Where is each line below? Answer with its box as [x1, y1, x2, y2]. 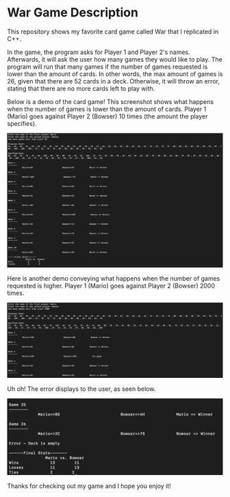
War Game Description [7, 5, 139, 21]
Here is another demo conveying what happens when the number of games [7, 275, 220, 283]
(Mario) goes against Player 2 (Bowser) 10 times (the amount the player [7, 112, 208, 120]
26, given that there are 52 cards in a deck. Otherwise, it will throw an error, [7, 77, 220, 85]
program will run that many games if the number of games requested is [7, 62, 208, 71]
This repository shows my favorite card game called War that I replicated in [7, 27, 219, 36]
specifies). [7, 119, 37, 127]
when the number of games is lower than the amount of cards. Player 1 [7, 105, 207, 113]
